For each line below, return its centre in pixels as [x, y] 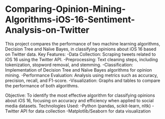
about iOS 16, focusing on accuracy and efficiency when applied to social [80, 100]
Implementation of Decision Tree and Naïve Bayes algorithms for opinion [79, 70]
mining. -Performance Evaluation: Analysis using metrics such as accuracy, [82, 75]
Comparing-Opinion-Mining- [66, 9]
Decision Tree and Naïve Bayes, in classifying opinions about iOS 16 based [81, 49]
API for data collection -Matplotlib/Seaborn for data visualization [86, 111]
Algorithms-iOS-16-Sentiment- [70, 20]
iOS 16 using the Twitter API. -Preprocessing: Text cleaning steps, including [82, 59]
